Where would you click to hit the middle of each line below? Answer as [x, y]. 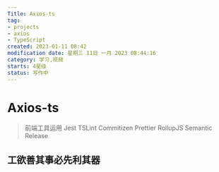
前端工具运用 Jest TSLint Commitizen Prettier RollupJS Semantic [118, 128]
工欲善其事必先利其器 [54, 160]
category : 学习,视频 [35, 60]
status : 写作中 [28, 73]
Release [36, 136]
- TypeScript [26, 40]
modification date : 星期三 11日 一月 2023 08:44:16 [82, 54]
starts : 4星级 [27, 66]
